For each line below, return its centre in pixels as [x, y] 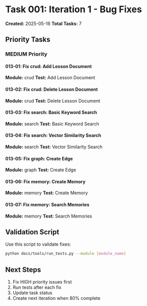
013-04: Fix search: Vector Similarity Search [53, 135]
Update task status [32, 293]
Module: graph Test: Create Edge [41, 170]
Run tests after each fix [37, 288]
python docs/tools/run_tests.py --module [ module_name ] [66, 254]
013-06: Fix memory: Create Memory [45, 181]
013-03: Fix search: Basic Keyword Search [51, 112]
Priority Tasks [28, 40]
